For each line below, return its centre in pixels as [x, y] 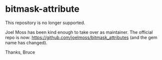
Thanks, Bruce [20, 52]
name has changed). [26, 42]
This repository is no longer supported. [45, 23]
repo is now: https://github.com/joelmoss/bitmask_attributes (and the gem [81, 37]
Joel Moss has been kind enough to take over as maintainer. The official [79, 32]
